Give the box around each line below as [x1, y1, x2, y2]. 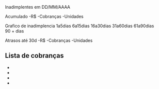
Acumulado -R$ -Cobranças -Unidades [5, 14, 84, 19]
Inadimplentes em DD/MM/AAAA [5, 4, 70, 10]
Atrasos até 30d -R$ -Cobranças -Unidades [5, 37, 93, 43]
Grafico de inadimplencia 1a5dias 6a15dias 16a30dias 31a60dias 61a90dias [5, 23, 154, 29]
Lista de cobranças [5, 52, 64, 60]
